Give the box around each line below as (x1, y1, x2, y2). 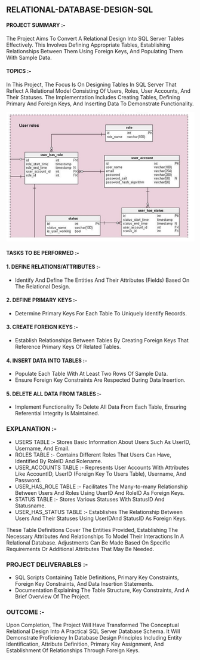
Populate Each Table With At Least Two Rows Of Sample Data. (14, 370, 168, 378)
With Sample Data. (6, 54, 52, 61)
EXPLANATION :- (6, 425, 57, 433)
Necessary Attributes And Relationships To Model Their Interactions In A (6, 533, 184, 540)
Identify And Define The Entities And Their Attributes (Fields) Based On (14, 276, 190, 284)
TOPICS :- (6, 68, 32, 75)
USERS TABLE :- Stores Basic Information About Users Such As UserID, (14, 438, 191, 445)
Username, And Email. (14, 445, 70, 452)
